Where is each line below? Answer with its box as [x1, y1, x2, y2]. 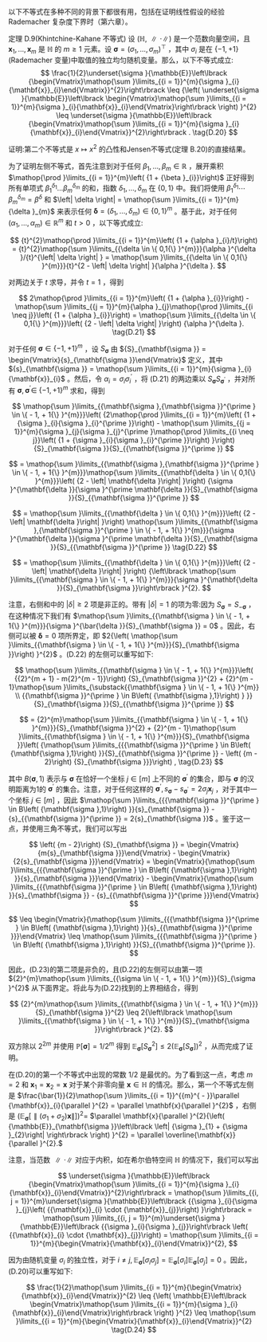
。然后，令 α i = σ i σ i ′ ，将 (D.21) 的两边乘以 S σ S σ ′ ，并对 [66, 373, 249, 385]
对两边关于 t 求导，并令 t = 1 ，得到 [8, 277, 124, 287]
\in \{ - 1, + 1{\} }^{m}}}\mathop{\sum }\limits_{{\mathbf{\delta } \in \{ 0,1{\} [11, 468, 257, 477]
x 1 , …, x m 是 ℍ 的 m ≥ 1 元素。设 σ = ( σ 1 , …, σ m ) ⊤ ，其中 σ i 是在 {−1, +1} [8, 43, 239, 56]
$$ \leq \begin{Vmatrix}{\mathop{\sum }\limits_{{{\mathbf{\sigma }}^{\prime [8, 915, 260, 924]
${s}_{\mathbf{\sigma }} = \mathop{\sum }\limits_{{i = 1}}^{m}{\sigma [8, 364, 237, 374]
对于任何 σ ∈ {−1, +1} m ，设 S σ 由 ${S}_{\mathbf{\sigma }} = [8, 342, 206, 355]
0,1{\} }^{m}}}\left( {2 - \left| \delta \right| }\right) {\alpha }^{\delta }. [23, 318, 245, 328]
